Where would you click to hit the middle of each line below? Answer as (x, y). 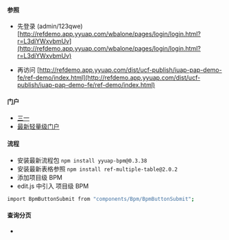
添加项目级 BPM (40, 177)
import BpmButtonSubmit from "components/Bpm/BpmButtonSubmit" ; (101, 199)
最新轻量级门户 (38, 127)
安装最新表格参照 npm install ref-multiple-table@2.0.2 (97, 169)
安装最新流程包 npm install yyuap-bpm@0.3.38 (82, 160)
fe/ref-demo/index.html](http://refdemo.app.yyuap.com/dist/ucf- (109, 77)
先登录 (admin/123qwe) (50, 26)
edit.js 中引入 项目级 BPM (53, 186)
